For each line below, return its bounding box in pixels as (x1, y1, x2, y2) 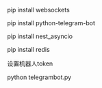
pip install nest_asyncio (7, 32, 73, 40)
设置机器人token (7, 59, 53, 68)
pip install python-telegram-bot (7, 19, 96, 27)
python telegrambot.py (7, 73, 72, 81)
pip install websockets (7, 6, 70, 14)
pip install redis (7, 46, 50, 53)
